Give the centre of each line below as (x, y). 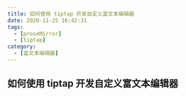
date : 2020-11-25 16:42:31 (47, 20)
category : (22, 47)
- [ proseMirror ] (38, 34)
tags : (15, 27)
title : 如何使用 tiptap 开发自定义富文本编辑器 (71, 14)
